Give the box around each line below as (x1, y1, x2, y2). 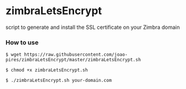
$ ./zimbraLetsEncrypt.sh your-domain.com (5, 78, 112, 84)
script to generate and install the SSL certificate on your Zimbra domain (5, 24, 180, 31)
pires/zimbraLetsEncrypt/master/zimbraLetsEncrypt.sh (5, 57, 142, 63)
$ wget (5, 52, 22, 58)
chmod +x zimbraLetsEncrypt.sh (11, 67, 88, 73)
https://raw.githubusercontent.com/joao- (24, 52, 128, 58)
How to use (5, 38, 39, 47)
